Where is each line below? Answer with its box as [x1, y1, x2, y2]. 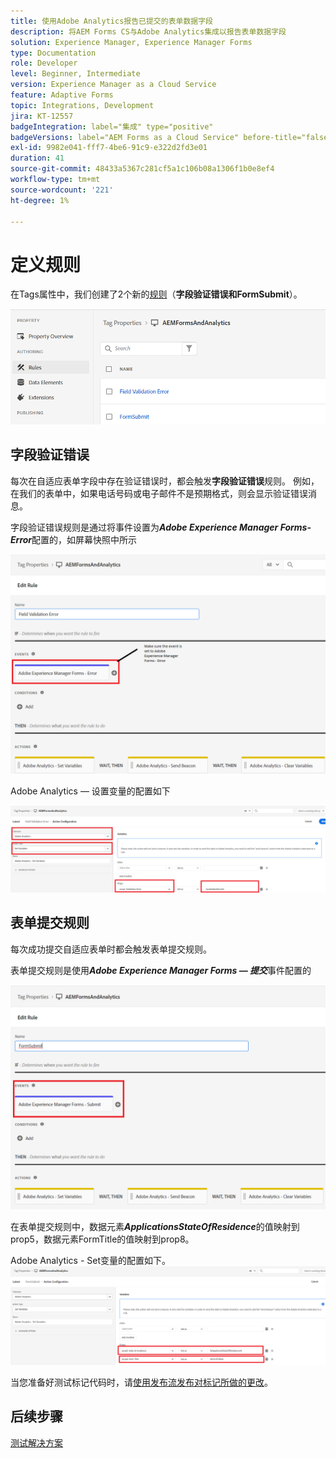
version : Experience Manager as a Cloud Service [10, 80, 217, 90]
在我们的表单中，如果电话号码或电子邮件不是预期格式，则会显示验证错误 [10, 487, 308, 499]
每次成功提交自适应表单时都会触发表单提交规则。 [10, 943, 212, 955]
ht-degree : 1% [10, 195, 70, 205]
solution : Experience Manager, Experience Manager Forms [10, 37, 253, 47]
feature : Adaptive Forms [10, 90, 114, 100]
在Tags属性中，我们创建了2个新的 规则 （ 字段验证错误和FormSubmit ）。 [10, 288, 303, 300]
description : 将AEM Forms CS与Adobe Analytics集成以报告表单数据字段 [10, 26, 287, 37]
